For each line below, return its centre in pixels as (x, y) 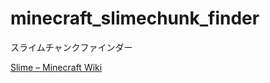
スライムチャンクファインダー (71, 47)
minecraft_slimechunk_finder (135, 18)
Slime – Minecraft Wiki (56, 67)
